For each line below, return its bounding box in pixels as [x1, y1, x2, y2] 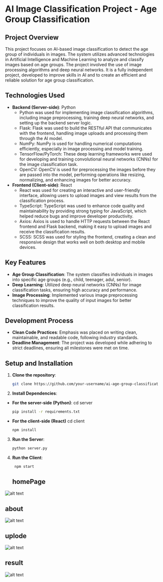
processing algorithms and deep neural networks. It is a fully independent [5, 67, 153, 73]
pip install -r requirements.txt [12, 409, 80, 414]
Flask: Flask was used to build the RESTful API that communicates [19, 125, 152, 131]
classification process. [19, 198, 65, 203]
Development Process [5, 317, 74, 325]
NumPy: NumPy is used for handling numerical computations [19, 140, 142, 146]
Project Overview [5, 33, 59, 41]
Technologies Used [5, 91, 65, 100]
